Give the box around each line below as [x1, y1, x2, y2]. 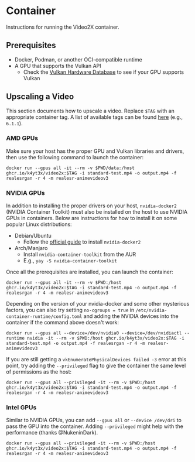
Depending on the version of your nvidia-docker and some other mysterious [6, 300, 190, 307]
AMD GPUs [6, 134, 39, 142]
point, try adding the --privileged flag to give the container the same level [6, 362, 186, 369]
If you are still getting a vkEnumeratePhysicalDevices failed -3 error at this [6, 356, 187, 363]
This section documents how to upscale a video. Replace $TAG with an [6, 107, 175, 114]
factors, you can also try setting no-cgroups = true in [6, 306, 135, 314]
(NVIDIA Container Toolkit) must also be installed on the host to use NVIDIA [6, 208, 188, 215]
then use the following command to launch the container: [6, 153, 144, 160]
